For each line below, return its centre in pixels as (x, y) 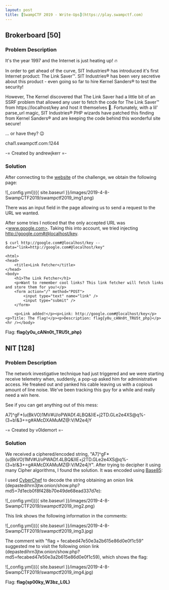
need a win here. (23, 395)
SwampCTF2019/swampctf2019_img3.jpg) (49, 531)
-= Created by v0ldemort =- (34, 430)
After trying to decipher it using (128, 465)
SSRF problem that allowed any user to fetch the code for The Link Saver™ (82, 102)
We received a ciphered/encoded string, (47, 454)
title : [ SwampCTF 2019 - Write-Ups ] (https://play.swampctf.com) (74, 15)
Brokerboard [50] (33, 35)
